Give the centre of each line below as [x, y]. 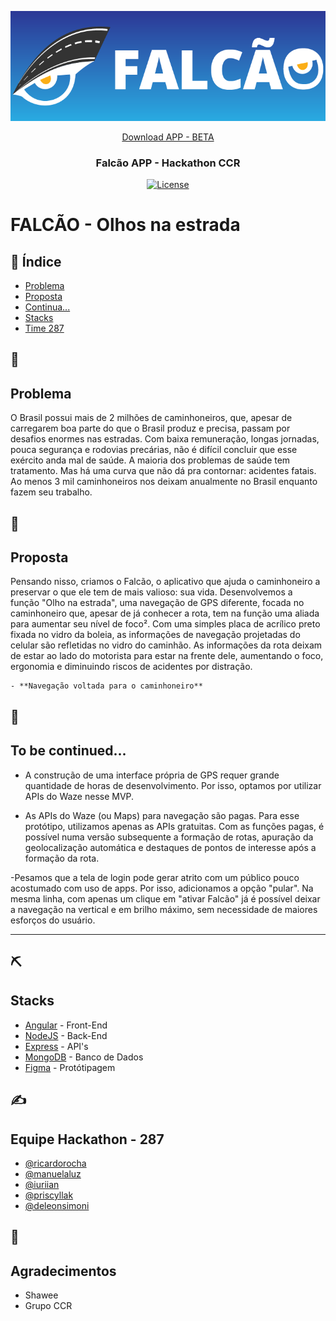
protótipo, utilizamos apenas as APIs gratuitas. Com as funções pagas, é [174, 826]
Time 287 [44, 328]
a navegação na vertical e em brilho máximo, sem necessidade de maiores [164, 909]
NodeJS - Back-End [66, 1035]
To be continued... [68, 751]
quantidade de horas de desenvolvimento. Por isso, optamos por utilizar [173, 785]
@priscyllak [49, 1195]
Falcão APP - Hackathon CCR [168, 163]
